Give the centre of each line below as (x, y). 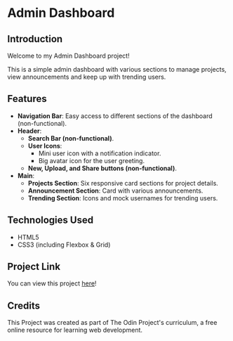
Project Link (34, 267)
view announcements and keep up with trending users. (87, 77)
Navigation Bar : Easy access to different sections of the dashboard (115, 116)
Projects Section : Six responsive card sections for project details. (123, 183)
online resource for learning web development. (75, 330)
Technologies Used (50, 220)
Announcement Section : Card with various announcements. (115, 191)
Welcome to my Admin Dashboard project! (68, 56)
